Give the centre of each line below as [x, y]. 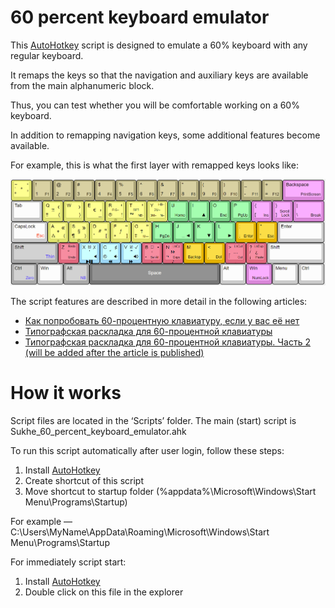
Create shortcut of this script [84, 480]
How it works [66, 393]
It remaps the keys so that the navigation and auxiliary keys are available [159, 75]
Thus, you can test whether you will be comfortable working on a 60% [155, 105]
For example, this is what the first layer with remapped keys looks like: [154, 165]
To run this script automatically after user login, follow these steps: [147, 450]
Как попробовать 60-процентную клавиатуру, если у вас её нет [162, 320]
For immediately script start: [68, 562]
